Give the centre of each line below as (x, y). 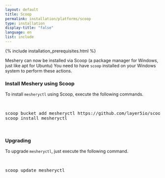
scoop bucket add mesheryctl (40, 114)
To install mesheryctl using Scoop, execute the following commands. (74, 94)
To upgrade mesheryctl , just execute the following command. (67, 151)
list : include (20, 37)
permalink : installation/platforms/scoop (48, 19)
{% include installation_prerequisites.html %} (51, 51)
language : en (18, 32)
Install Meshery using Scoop (40, 83)
